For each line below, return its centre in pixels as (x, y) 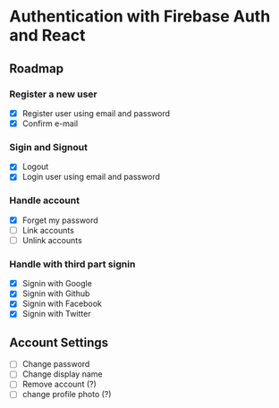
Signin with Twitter (56, 314)
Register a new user (53, 94)
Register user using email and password (96, 113)
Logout (35, 166)
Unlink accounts (52, 240)
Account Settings (59, 342)
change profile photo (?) (67, 395)
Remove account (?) (59, 384)
